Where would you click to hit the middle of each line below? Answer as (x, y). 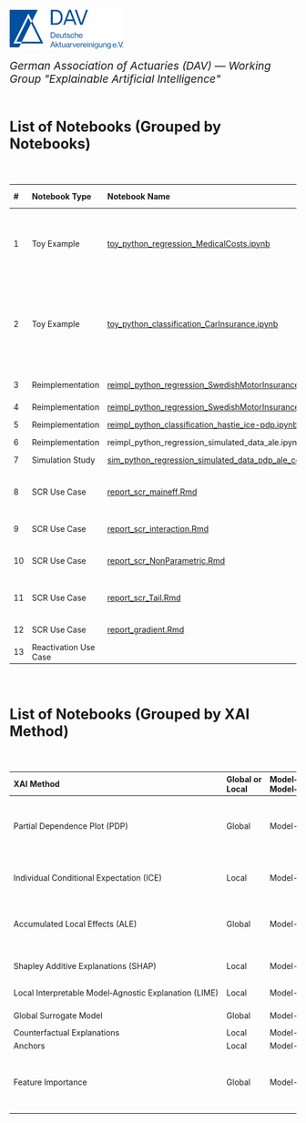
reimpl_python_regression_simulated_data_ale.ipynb (204, 442)
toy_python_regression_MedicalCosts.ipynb (189, 243)
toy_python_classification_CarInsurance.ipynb (193, 323)
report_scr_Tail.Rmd (144, 597)
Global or (244, 779)
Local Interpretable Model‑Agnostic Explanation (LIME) (116, 993)
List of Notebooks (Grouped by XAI (130, 714)
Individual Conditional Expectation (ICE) (87, 877)
